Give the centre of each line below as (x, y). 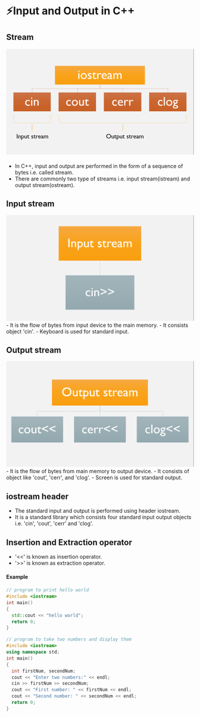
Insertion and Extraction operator (69, 542)
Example (17, 577)
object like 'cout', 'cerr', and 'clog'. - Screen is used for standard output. (94, 477)
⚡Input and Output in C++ (71, 11)
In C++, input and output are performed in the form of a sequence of (99, 166)
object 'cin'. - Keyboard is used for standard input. (68, 331)
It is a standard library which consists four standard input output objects (103, 517)
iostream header (37, 496)
